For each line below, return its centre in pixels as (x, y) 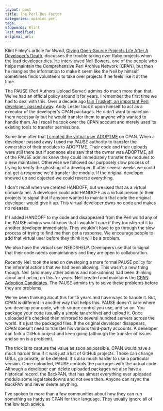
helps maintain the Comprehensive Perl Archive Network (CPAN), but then (79, 66)
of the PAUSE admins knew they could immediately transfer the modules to (80, 157)
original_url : (19, 37)
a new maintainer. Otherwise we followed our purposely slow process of (77, 162)
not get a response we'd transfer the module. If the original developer (74, 173)
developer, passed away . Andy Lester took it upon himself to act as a (74, 106)
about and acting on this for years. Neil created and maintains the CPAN (77, 277)
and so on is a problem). (29, 339)
